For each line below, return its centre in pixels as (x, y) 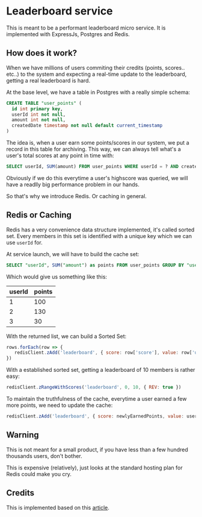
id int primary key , (37, 109)
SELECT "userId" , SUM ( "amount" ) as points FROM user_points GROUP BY (95, 265)
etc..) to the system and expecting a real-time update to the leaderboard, (96, 74)
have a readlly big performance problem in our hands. (73, 184)
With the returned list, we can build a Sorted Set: (66, 336)
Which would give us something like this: (57, 277)
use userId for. (25, 242)
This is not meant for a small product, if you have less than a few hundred (97, 450)
